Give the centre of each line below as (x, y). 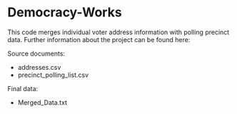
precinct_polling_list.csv (53, 75)
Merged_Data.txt (42, 102)
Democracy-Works (65, 12)
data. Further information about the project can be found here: (99, 39)
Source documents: (36, 53)
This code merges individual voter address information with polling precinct (118, 32)
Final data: (23, 88)
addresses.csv (39, 67)
